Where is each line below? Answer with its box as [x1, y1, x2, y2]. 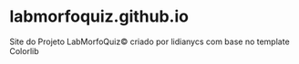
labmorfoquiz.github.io [9, 6, 190, 27]
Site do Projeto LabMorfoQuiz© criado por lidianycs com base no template [9, 36, 290, 47]
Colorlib [9, 45, 39, 56]
